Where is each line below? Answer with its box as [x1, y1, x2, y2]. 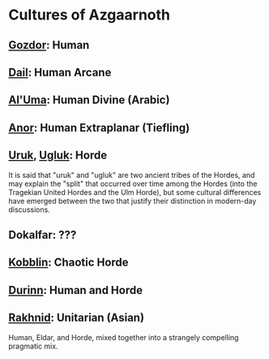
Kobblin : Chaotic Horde [8, 256, 129, 270]
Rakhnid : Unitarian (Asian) [8, 311, 144, 325]
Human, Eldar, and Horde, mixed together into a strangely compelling [8, 332, 239, 342]
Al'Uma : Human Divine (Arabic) [8, 93, 170, 107]
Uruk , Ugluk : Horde [8, 149, 108, 162]
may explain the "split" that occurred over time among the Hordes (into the [8, 179, 258, 188]
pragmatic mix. [8, 341, 58, 351]
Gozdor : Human [8, 38, 90, 52]
